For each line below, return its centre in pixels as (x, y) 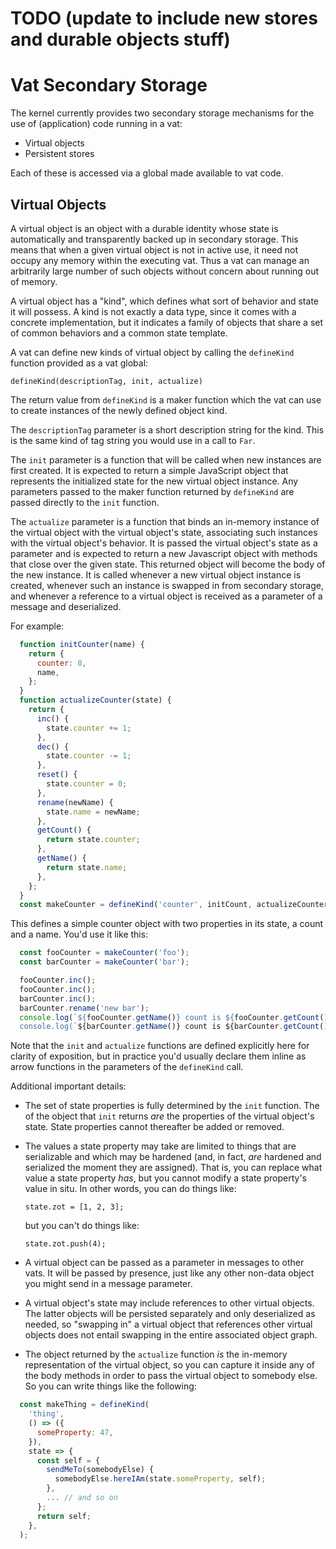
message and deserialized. (66, 606)
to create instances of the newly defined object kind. (119, 410)
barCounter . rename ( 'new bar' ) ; (84, 1008)
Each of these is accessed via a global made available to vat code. (147, 173)
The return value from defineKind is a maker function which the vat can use (166, 399)
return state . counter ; (93, 840)
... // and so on (82, 1498)
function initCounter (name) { (82, 644)
